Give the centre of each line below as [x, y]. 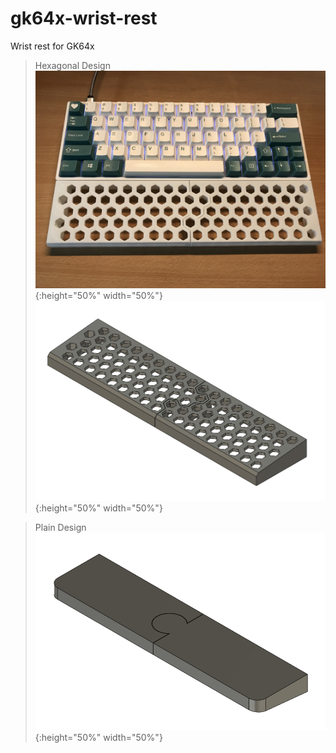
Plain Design [60, 527]
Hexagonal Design [72, 65]
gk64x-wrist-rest [84, 18]
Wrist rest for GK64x [52, 46]
